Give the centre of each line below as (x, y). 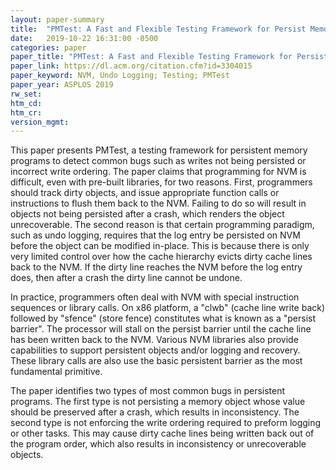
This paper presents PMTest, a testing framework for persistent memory (159, 150)
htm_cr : (26, 112)
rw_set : (26, 94)
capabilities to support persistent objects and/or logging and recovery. (155, 350)
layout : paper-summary (57, 19)
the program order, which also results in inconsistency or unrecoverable (158, 444)
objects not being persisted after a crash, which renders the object (147, 214)
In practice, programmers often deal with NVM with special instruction (155, 297)
